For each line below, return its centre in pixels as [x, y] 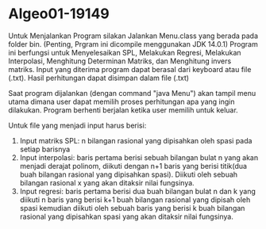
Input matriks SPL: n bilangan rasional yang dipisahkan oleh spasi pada [136, 140]
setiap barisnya [45, 149]
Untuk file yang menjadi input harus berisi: [77, 125]
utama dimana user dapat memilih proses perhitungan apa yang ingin [121, 101]
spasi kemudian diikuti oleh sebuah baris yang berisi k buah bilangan [132, 208]
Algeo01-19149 [59, 14]
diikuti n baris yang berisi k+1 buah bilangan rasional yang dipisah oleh [135, 200]
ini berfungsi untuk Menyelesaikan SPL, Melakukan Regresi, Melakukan [125, 52]
